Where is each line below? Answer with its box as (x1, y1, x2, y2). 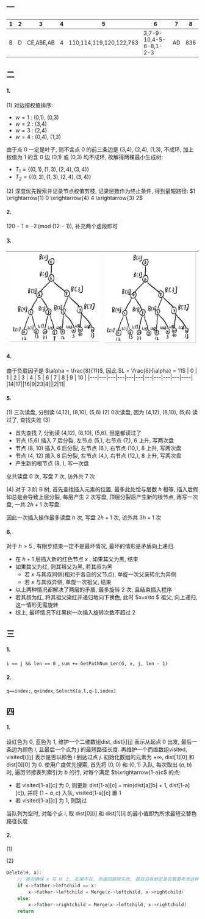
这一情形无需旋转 (15, 601, 59, 608)
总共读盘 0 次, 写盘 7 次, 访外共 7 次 (6, 473, 96, 480)
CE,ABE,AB (27, 39, 55, 46)
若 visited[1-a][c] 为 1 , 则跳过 (15, 796, 87, 804)
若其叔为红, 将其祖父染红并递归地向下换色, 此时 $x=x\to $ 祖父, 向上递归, (15, 594, 198, 601)
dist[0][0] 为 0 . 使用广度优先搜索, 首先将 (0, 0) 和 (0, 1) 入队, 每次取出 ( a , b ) (6, 761, 192, 768)
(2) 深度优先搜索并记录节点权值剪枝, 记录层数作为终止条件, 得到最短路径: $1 (6, 187, 196, 195)
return (17, 908, 34, 915)
